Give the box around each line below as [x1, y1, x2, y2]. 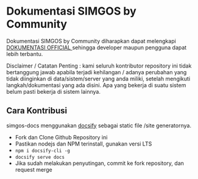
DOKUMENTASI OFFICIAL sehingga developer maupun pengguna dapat [6, 44, 187, 51]
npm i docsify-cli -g [15, 147, 70, 153]
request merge [15, 166, 53, 173]
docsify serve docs [15, 154, 65, 160]
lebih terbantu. [6, 50, 43, 57]
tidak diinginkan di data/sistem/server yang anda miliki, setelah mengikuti [6, 75, 191, 82]
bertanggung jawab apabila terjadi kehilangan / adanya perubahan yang [6, 68, 187, 75]
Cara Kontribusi [6, 105, 68, 116]
